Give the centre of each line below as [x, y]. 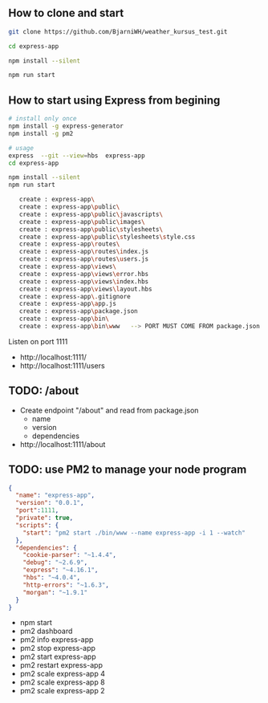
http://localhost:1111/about [63, 444]
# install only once [43, 119]
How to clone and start [66, 13]
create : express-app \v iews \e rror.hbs [84, 274]
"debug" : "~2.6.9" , [55, 563]
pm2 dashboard [46, 631]
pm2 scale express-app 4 [63, 674]
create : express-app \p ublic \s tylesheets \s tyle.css [107, 237]
